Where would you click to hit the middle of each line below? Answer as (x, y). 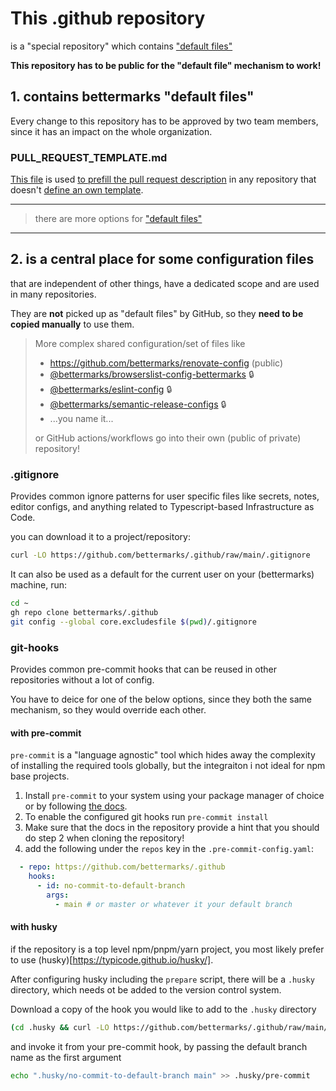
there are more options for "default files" (118, 219)
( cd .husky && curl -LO (60, 1027)
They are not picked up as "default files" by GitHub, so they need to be (157, 313)
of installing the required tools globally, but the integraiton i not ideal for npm (168, 766)
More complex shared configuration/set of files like (140, 343)
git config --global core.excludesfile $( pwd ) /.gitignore (133, 622)
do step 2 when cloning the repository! (104, 838)
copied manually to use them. (72, 324)
